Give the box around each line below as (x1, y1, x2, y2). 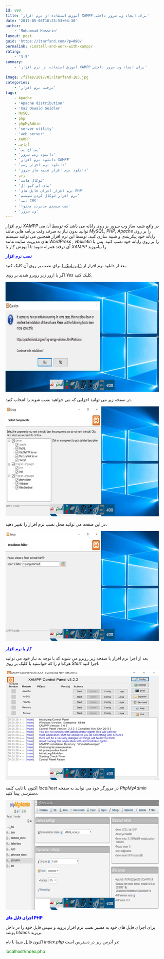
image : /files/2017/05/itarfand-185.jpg (5, 75, 89, 80)
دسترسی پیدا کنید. (5, 790, 38, 796)
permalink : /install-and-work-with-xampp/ (5, 44, 93, 49)
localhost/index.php (5, 948, 46, 954)
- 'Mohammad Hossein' (14, 28, 58, 34)
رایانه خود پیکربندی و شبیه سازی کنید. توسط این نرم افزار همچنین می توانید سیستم (5, 233, 155, 239)
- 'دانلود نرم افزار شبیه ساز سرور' (14, 168, 89, 172)
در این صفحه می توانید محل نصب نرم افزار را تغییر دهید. (5, 521, 107, 527)
